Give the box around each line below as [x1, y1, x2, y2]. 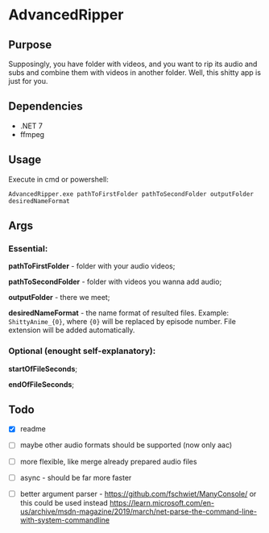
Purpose [8, 38, 52, 52]
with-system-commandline [19, 514, 110, 525]
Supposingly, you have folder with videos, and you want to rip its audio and [8, 59, 258, 69]
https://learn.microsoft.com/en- [110, 498, 215, 507]
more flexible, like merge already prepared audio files [19, 456, 197, 466]
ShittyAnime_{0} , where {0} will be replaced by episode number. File [8, 317, 236, 327]
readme [19, 424, 46, 434]
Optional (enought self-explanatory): [8, 345, 156, 356]
